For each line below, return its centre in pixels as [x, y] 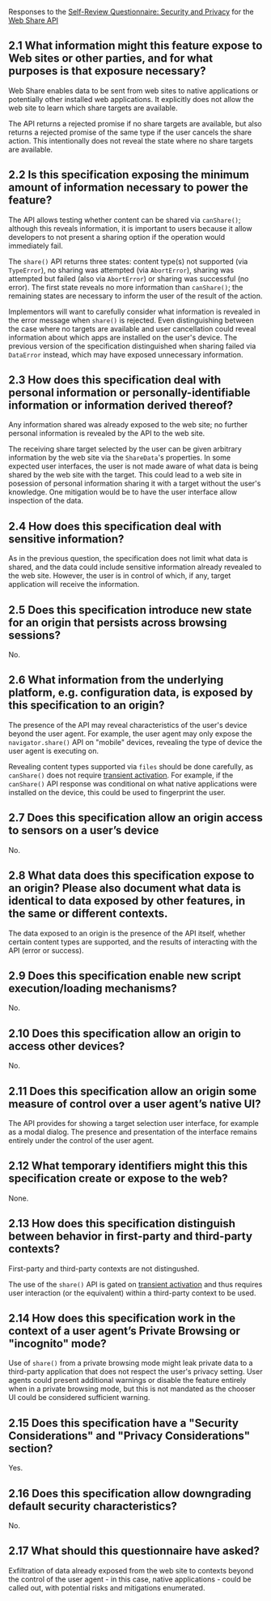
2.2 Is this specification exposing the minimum [129, 175]
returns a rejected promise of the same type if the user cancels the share [130, 132]
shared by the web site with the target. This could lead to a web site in [125, 475]
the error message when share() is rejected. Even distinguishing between [131, 320]
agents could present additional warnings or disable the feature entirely [127, 1381]
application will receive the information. [74, 584]
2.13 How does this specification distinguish [122, 1224]
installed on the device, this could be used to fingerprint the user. [117, 792]
